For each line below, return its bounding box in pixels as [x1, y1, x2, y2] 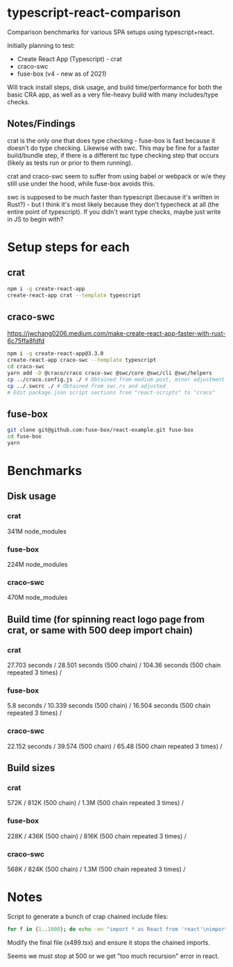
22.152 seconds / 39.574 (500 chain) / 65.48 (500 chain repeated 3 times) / [7, 742, 223, 750]
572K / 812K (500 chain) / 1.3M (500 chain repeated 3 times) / [7, 799, 184, 807]
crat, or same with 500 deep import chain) [7, 624, 193, 636]
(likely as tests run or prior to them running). [7, 158, 133, 167]
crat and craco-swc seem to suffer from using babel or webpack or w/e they [7, 172, 226, 180]
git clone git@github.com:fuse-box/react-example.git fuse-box [7, 427, 194, 433]
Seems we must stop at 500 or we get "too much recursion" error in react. [7, 952, 220, 960]
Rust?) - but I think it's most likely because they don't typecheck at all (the [7, 200, 220, 208]
